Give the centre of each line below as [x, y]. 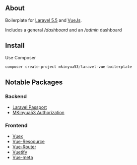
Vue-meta [23, 158]
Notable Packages [34, 82]
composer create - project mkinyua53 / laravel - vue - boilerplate [69, 67]
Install [15, 46]
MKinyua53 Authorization [38, 113]
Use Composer [21, 57]
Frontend [16, 126]
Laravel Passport [30, 107]
